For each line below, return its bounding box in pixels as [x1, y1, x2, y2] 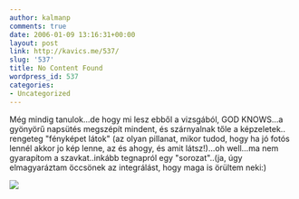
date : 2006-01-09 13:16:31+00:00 [9, 30, 136, 39]
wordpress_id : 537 [9, 72, 79, 81]
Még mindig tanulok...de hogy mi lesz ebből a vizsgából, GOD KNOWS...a [9, 114, 284, 125]
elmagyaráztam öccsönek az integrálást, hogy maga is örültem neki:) [9, 162, 267, 173]
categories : [9, 81, 54, 90]
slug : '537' [9, 55, 54, 64]
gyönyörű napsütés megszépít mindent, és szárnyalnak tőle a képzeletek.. [9, 123, 285, 134]
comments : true [9, 22, 67, 31]
